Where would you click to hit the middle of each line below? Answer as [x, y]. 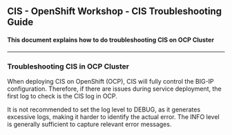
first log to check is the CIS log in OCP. [62, 96]
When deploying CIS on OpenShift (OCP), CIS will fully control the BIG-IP [110, 81]
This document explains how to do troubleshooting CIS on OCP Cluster [111, 39]
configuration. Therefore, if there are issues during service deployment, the [115, 89]
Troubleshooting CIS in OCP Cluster [68, 66]
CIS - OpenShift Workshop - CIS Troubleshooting [115, 11]
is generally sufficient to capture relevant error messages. [89, 124]
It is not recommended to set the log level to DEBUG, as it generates [104, 109]
